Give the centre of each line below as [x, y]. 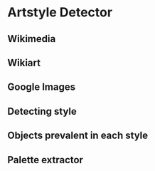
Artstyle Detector [60, 12]
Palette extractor [46, 160]
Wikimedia [32, 39]
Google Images [42, 87]
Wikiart [24, 62]
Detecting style [42, 111]
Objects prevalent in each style [78, 136]
